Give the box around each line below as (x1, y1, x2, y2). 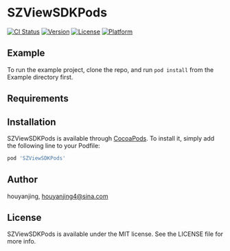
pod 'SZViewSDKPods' (7, 154, 67, 162)
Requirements (7, 93, 69, 104)
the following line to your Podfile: (7, 141, 101, 150)
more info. (7, 237, 36, 246)
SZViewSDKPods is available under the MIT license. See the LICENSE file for (7, 230, 224, 238)
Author (7, 174, 38, 186)
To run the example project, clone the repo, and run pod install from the (7, 65, 214, 73)
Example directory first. (7, 73, 73, 81)
